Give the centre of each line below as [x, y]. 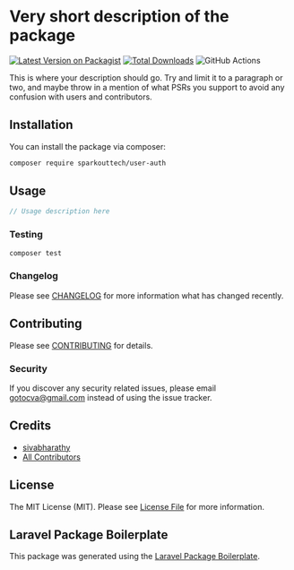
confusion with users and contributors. [81, 97]
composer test [36, 253]
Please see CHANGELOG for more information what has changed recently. [147, 295]
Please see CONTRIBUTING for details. [82, 345]
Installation [41, 125]
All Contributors [51, 457]
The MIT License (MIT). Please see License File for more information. [137, 506]
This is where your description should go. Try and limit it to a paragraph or [147, 77]
